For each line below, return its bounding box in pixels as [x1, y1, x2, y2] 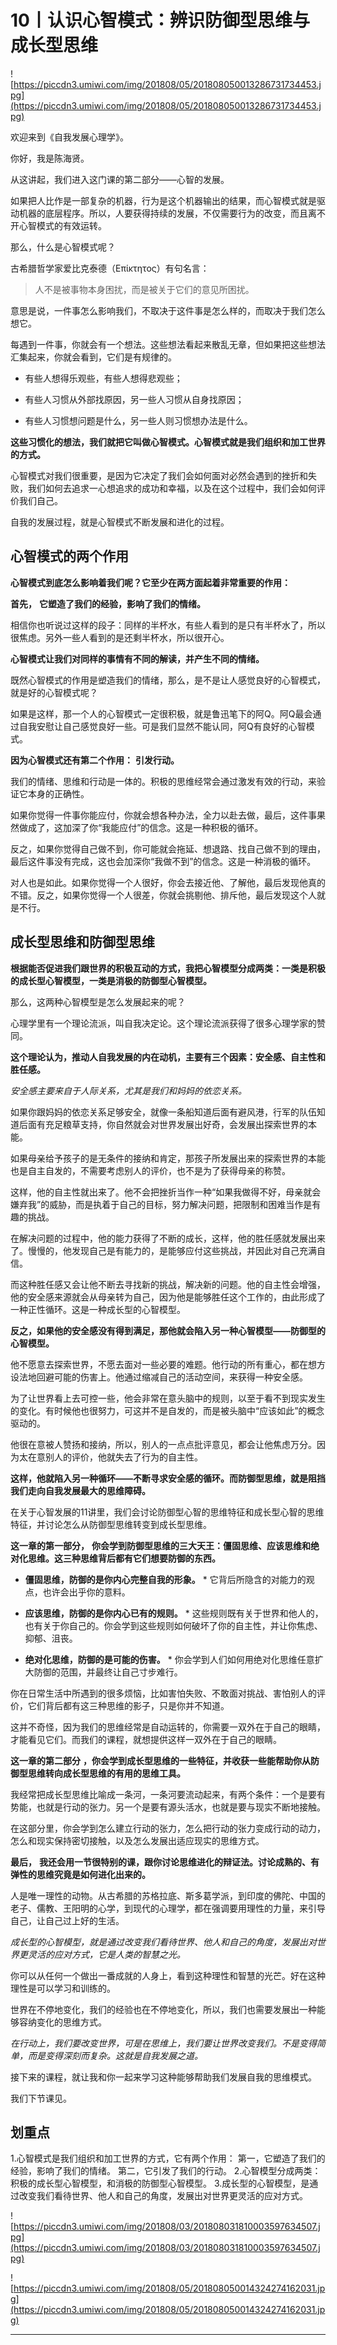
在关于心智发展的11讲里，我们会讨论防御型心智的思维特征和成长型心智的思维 [10, 1506, 325, 1518]
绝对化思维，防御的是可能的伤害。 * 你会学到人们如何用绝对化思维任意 [24, 1653, 315, 1665]
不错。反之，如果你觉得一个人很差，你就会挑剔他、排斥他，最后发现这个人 [10, 889, 317, 901]
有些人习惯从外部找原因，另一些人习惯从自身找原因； [24, 393, 245, 405]
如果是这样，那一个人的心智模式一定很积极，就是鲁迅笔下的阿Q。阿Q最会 [10, 707, 313, 720]
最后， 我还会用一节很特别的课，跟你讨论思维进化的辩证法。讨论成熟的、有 [10, 1856, 320, 1868]
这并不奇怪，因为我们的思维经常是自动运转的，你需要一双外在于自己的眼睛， [10, 1721, 326, 1733]
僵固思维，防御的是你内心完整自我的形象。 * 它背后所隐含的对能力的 [24, 1573, 307, 1585]
